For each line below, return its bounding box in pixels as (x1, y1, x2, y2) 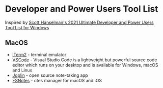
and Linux (12, 67, 32, 73)
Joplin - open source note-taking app (12, 72, 88, 78)
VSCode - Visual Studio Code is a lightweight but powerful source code (12, 57, 157, 63)
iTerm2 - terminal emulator (12, 52, 67, 57)
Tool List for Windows (5, 24, 49, 30)
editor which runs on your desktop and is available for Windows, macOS (12, 62, 159, 68)
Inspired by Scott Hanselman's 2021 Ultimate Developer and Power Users (5, 19, 154, 25)
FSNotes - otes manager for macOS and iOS (12, 77, 102, 83)
